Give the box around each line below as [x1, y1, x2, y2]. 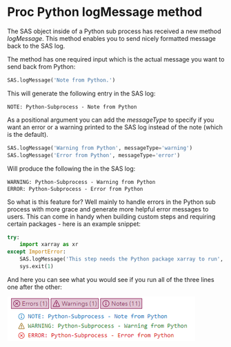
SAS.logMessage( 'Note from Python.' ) [7, 77, 116, 84]
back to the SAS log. [7, 41, 66, 50]
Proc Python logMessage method [7, 4, 203, 20]
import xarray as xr [19, 241, 79, 248]
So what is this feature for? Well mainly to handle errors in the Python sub [7, 198, 216, 206]
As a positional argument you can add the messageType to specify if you [7, 115, 214, 124]
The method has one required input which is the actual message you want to [7, 55, 225, 63]
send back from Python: [7, 62, 76, 71]
